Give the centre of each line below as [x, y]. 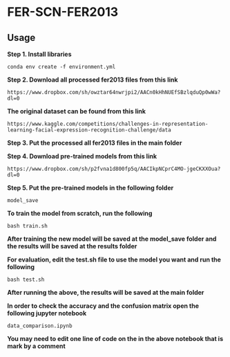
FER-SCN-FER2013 [63, 12]
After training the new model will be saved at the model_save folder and [112, 239]
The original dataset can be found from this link [77, 111]
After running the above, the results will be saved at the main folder [106, 292]
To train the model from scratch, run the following [80, 213]
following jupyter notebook [47, 313]
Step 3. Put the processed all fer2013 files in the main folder [95, 143]
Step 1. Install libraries [39, 54]
